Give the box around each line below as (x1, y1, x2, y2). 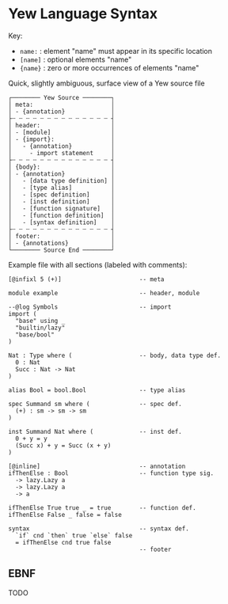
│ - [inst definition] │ (8, 197, 115, 206)
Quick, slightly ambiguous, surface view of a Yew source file (8, 78, 205, 88)
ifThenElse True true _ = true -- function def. (8, 503, 196, 511)
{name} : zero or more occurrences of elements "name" (19, 63, 199, 72)
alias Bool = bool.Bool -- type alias (8, 386, 186, 394)
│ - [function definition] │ (8, 211, 115, 219)
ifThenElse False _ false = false (8, 511, 123, 519)
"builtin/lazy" (15, 324, 66, 332)
